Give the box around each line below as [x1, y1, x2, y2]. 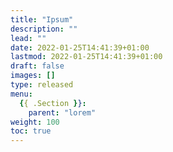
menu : [10, 89, 33, 99]
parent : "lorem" [28, 107, 97, 118]
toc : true [10, 126, 52, 136]
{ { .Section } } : [19, 98, 87, 108]
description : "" [10, 24, 78, 34]
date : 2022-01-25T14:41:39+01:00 [10, 42, 150, 53]
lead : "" [10, 33, 47, 43]
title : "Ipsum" [10, 14, 74, 25]
